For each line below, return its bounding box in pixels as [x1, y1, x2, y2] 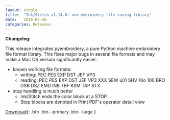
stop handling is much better [12, 88, 73, 94]
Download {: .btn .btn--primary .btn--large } [5, 109, 96, 115]
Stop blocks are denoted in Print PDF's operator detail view [20, 99, 145, 105]
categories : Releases [5, 21, 52, 27]
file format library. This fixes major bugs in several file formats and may [5, 51, 155, 57]
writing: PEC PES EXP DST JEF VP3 [20, 72, 95, 78]
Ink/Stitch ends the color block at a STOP [20, 93, 107, 100]
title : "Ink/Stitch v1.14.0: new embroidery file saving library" [5, 12, 152, 17]
